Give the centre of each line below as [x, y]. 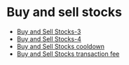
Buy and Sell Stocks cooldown [60, 46]
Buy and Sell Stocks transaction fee [68, 54]
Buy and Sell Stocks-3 [49, 31]
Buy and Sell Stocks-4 [49, 38]
